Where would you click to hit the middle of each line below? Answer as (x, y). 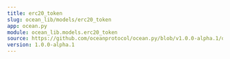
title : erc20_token (35, 13)
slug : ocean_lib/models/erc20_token (59, 20)
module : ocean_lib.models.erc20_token (62, 32)
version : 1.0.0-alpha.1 (41, 45)
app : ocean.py (27, 26)
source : (18, 39)
